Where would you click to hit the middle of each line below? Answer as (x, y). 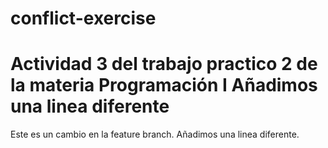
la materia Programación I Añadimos (164, 85)
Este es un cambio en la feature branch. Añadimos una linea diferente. (155, 134)
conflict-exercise (83, 18)
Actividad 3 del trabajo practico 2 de (164, 64)
